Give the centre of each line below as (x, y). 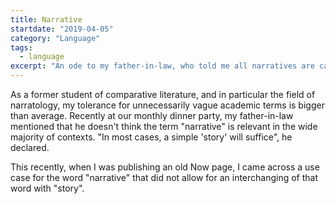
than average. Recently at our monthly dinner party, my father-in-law (152, 115)
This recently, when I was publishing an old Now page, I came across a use (165, 167)
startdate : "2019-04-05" (62, 29)
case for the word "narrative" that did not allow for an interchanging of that (164, 177)
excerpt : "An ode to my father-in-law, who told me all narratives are (162, 66)
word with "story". (47, 188)
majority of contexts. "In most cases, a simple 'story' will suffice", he (151, 137)
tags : (21, 47)
